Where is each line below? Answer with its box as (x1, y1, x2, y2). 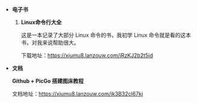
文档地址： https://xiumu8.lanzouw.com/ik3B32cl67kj (11, 90, 143, 97)
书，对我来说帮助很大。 (20, 39, 80, 46)
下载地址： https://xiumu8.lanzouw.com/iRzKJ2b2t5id (20, 52, 154, 59)
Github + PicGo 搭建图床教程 (11, 78, 84, 84)
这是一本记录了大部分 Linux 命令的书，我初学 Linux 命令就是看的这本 (20, 31, 192, 39)
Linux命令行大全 (20, 19, 62, 26)
